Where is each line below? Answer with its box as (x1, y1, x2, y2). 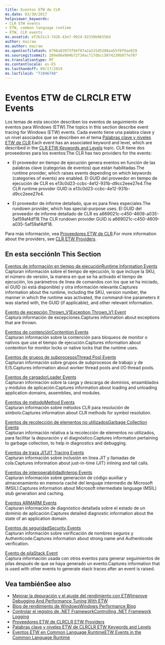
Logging (12, 614, 29, 619)
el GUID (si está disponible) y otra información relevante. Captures (5, 284, 138, 290)
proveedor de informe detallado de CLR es (12, 210, 99, 216)
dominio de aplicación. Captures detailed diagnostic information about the (5, 510, 154, 516)
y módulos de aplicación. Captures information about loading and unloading (5, 385, 157, 390)
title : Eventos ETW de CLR (5, 7, 60, 12)
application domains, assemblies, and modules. (5, 389, 101, 395)
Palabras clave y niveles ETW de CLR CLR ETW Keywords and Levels (12, 624, 151, 630)
